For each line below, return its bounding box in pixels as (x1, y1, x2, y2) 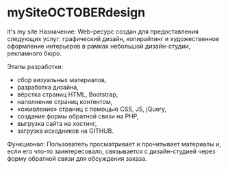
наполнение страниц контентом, (16, 97, 113, 105)
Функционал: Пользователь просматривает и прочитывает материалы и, (7, 140, 221, 148)
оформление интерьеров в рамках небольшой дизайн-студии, (7, 42, 190, 50)
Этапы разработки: (7, 62, 64, 70)
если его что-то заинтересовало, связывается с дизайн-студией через (7, 147, 216, 155)
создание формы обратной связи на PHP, (16, 112, 139, 120)
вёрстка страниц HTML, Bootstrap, (16, 90, 118, 99)
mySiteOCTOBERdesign (7, 5, 146, 21)
